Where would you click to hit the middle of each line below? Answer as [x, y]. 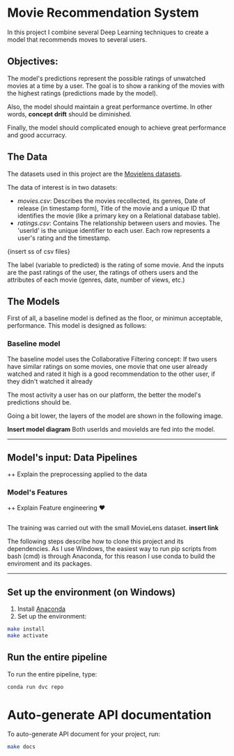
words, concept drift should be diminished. [70, 114]
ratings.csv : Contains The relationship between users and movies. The [119, 223]
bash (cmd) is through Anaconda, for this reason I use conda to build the [111, 557]
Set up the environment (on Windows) [92, 592]
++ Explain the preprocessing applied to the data [77, 474]
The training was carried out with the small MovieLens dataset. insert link [113, 528]
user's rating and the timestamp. [64, 238]
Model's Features [38, 492]
